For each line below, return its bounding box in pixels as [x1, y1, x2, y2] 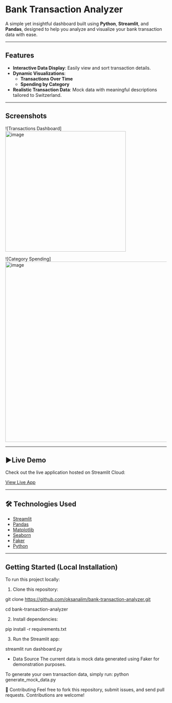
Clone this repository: [12, 586, 58, 592]
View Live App [5, 479, 36, 486]
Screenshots [5, 112, 47, 120]
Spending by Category [20, 81, 70, 87]
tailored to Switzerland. [12, 92, 62, 98]
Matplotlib [12, 527, 34, 533]
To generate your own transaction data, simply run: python [5, 671, 129, 677]
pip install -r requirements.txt [5, 626, 67, 632]
